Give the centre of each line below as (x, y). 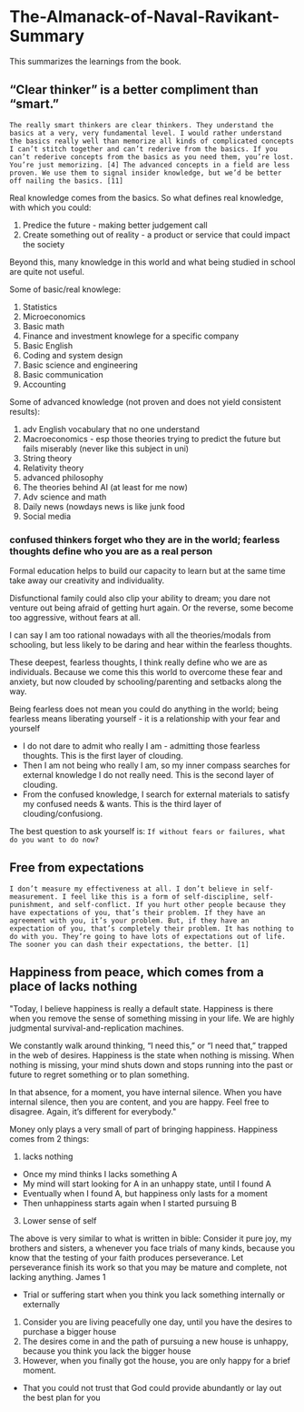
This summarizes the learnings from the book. (95, 61)
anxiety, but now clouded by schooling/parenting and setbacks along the (146, 682)
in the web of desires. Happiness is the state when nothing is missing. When (152, 1055)
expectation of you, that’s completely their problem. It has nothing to (152, 928)
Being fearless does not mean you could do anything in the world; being (144, 709)
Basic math (44, 326)
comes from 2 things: (49, 1138)
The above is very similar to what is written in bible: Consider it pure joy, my (151, 1238)
